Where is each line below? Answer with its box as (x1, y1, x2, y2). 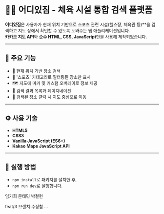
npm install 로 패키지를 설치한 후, (12, 177, 77, 183)
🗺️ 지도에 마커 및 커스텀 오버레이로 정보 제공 (12, 80, 98, 86)
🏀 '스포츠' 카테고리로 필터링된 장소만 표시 (12, 74, 91, 80)
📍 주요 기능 (5, 54, 37, 63)
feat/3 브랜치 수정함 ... (5, 204, 48, 210)
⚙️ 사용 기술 (5, 114, 38, 123)
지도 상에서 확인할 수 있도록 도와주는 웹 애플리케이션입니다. (18, 27, 130, 33)
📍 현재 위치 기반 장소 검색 (12, 68, 61, 74)
